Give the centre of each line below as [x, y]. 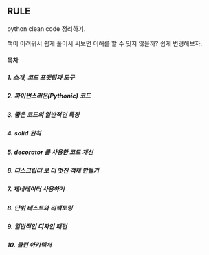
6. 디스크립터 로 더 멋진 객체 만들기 [53, 170]
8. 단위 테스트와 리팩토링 [40, 208]
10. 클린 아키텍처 [30, 245]
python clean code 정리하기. [46, 29]
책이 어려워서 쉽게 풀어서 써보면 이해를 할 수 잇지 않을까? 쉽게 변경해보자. [105, 43]
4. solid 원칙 [24, 133]
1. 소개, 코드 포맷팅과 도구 [41, 77]
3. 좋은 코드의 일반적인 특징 [43, 114]
